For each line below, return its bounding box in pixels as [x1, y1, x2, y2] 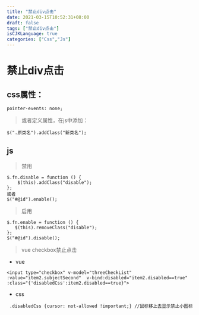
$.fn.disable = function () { [7, 174, 82, 180]
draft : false [7, 20, 39, 26]
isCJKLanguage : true [7, 31, 58, 37]
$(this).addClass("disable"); [17, 179, 93, 185]
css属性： [7, 89, 44, 99]
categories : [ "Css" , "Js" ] [7, 36, 71, 42]
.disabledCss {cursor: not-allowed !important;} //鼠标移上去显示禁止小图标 [9, 303, 193, 309]
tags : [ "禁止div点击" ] [7, 25, 59, 32]
